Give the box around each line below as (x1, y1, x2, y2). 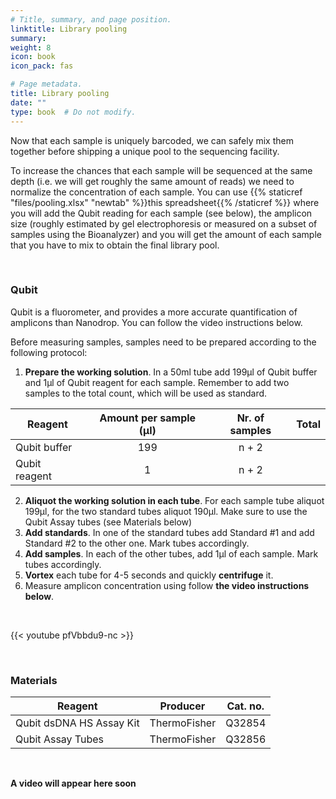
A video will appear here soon (10, 777, 137, 790)
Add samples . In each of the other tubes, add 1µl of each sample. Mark (24, 547, 319, 560)
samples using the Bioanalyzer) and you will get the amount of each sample (10, 228, 322, 240)
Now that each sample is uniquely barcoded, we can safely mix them (10, 134, 294, 146)
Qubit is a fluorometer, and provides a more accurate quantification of (10, 306, 298, 318)
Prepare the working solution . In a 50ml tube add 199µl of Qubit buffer (24, 366, 318, 378)
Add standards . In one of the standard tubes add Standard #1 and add (24, 526, 315, 538)
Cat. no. (226, 699, 265, 713)
